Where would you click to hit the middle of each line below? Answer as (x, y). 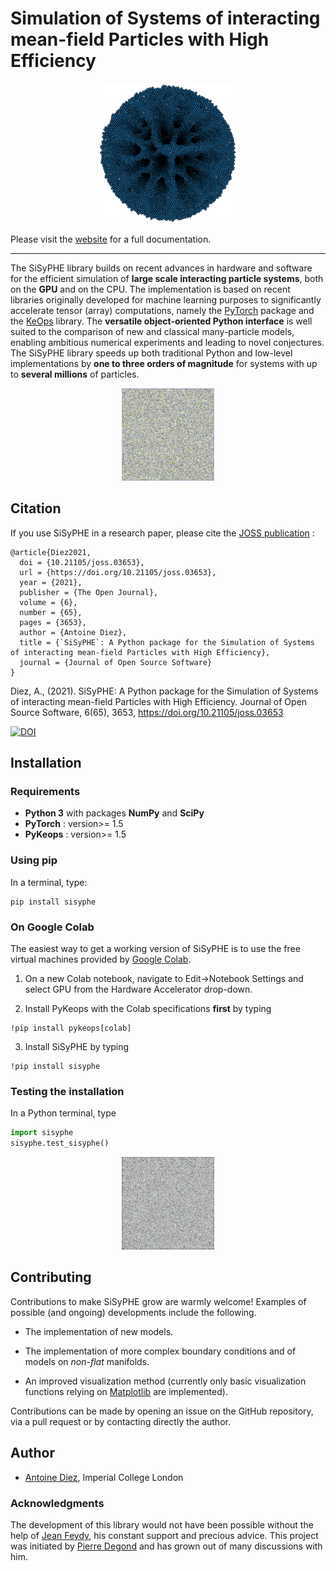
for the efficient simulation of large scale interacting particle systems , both (167, 278)
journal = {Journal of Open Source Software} (116, 662)
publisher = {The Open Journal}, (89, 592)
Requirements (45, 792)
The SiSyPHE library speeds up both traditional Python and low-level (151, 353)
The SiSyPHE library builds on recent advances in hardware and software (161, 268)
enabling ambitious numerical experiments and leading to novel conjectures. (167, 342)
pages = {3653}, (53, 622)
